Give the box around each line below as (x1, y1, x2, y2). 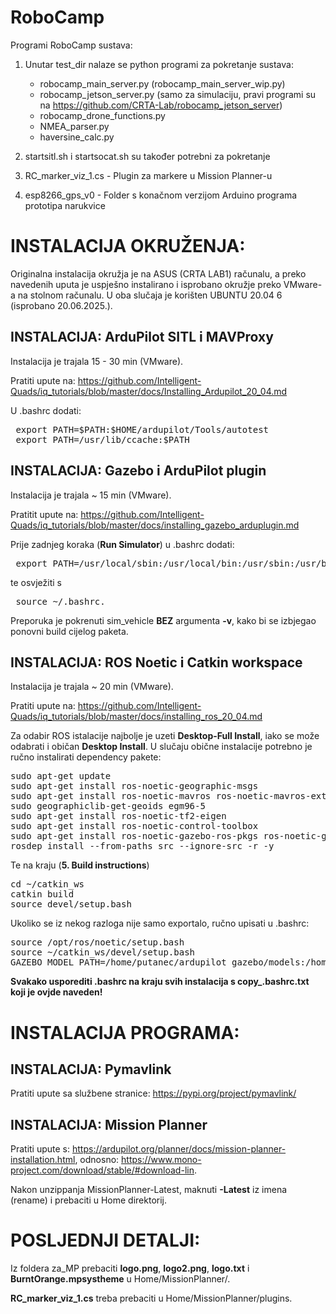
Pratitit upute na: (10, 508, 79, 520)
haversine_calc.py (39, 131, 115, 143)
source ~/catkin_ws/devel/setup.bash (10, 947, 196, 958)
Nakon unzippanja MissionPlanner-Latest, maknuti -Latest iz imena (10, 1184, 288, 1196)
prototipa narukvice (24, 199, 106, 211)
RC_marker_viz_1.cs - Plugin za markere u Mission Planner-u (24, 169, 273, 181)
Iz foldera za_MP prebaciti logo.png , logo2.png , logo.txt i (10, 1262, 250, 1275)
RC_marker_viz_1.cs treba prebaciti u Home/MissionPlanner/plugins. (10, 1292, 293, 1305)
